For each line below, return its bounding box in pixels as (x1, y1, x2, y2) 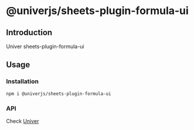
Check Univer (6, 117, 39, 124)
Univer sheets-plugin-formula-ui (6, 43, 84, 50)
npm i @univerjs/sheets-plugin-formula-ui (6, 91, 111, 97)
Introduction (6, 28, 53, 37)
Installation (6, 77, 39, 85)
